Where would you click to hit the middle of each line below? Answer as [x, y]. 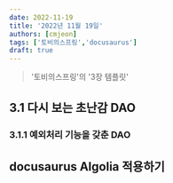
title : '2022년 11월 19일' [56, 26]
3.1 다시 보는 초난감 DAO [72, 107]
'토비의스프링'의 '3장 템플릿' [79, 77]
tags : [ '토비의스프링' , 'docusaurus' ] [73, 42]
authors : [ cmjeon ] [43, 34]
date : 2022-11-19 [41, 17]
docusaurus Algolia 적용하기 [87, 167]
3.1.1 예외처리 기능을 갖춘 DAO [70, 135]
